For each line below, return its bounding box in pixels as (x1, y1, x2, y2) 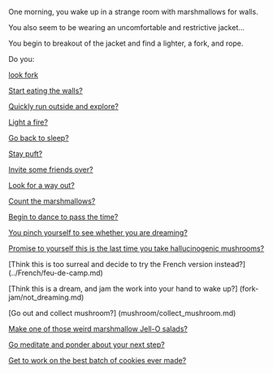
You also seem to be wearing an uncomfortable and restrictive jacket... (8, 23, 245, 32)
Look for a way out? (8, 181, 75, 190)
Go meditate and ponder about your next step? (8, 340, 165, 349)
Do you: (8, 55, 35, 64)
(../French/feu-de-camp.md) (8, 268, 103, 278)
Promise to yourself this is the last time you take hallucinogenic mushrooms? (8, 244, 265, 253)
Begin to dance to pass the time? (8, 212, 119, 222)
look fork (8, 70, 39, 80)
